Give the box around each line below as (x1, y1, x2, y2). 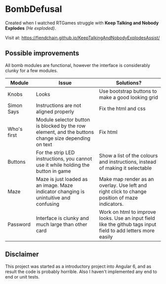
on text (36, 141, 52, 148)
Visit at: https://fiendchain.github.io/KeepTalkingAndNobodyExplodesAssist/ (5, 35, 160, 41)
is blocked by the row (36, 122, 86, 129)
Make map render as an (99, 175, 154, 182)
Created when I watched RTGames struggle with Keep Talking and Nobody (5, 20, 159, 26)
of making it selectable (99, 165, 152, 171)
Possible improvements (5, 49, 80, 57)
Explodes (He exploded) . (5, 25, 56, 31)
